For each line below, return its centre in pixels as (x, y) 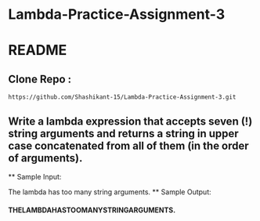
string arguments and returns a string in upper (123, 134)
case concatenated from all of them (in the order (128, 145)
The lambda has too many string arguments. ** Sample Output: (110, 192)
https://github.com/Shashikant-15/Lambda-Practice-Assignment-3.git (122, 97)
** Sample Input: (35, 177)
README (38, 51)
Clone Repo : (40, 79)
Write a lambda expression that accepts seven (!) (130, 121)
